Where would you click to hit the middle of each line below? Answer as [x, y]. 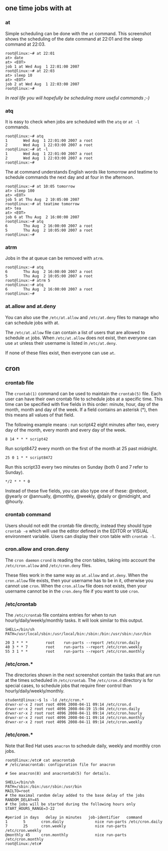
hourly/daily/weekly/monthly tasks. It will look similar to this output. [74, 620]
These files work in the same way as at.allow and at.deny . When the [76, 575]
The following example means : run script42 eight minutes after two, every [82, 425]
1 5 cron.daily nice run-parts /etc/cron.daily [84, 822]
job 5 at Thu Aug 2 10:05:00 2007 [42, 199]
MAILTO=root [18, 791]
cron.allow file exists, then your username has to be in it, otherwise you [79, 580]
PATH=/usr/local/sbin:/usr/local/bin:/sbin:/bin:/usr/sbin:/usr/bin [78, 634]
